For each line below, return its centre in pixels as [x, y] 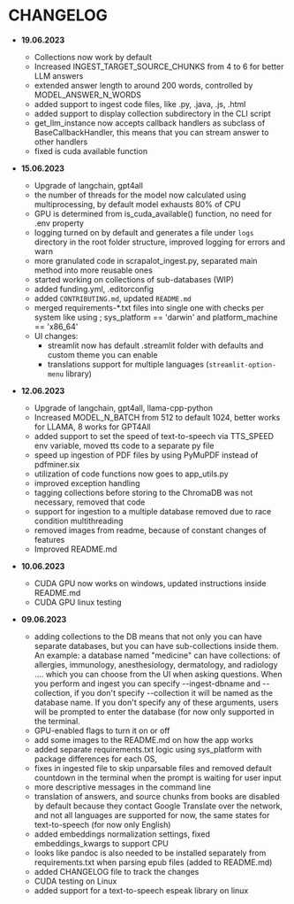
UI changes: [56, 336]
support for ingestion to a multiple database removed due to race [153, 511]
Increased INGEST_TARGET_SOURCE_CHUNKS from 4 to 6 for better [159, 66]
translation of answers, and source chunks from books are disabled [157, 796]
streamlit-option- [242, 365]
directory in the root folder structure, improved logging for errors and [160, 242]
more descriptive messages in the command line [123, 787]
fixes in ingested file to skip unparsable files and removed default [153, 768]
